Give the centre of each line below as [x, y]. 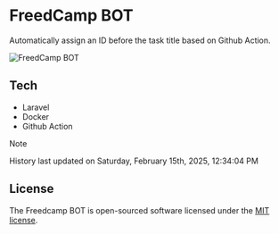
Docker [36, 116]
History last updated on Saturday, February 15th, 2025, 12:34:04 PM [134, 161]
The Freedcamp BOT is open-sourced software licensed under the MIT [139, 210]
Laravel [36, 107]
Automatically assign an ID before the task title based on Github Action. [140, 40]
